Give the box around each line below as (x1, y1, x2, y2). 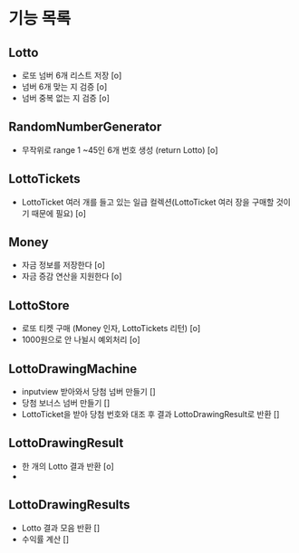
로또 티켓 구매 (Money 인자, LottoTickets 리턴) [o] (21, 323, 201, 334)
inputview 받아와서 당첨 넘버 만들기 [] (21, 386, 156, 397)
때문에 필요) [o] (31, 207, 87, 218)
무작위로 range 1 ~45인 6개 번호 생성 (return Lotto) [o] (21, 144, 218, 155)
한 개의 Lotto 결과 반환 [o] (21, 461, 114, 472)
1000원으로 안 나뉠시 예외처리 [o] (21, 334, 141, 345)
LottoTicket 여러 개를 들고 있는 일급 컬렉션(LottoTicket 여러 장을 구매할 (21, 196, 275, 207)
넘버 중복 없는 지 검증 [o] (21, 92, 111, 103)
